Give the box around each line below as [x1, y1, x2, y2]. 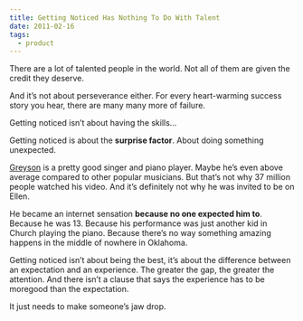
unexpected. [9, 145, 56, 156]
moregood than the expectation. [9, 284, 129, 295]
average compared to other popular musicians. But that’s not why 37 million [9, 172, 291, 183]
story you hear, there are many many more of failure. [9, 100, 206, 111]
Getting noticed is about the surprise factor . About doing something [9, 135, 264, 146]
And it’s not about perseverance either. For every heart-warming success [9, 90, 282, 101]
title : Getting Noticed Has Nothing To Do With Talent [9, 13, 221, 23]
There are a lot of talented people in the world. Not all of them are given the [9, 63, 291, 74]
